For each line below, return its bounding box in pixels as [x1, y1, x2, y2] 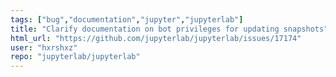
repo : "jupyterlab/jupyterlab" [10, 52, 141, 62]
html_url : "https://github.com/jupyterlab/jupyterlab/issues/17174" [10, 33, 302, 43]
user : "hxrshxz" [10, 42, 78, 53]
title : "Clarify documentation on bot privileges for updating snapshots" [10, 24, 329, 34]
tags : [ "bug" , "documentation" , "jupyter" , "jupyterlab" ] [10, 14, 244, 25]
